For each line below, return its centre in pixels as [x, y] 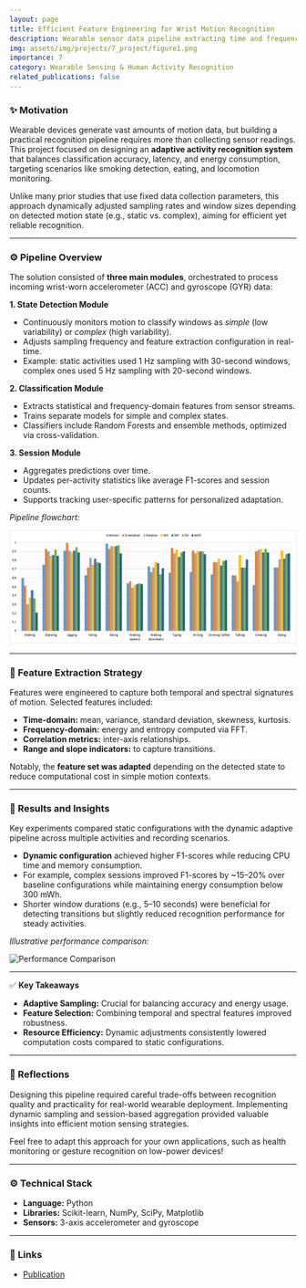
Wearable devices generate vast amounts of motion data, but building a [143, 130]
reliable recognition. [47, 225]
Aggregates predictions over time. [87, 471]
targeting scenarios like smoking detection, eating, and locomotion [134, 169]
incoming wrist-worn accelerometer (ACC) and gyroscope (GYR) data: [141, 287]
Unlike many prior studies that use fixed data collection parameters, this [144, 196]
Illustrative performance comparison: [79, 941]
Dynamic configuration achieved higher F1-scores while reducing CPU [156, 856]
